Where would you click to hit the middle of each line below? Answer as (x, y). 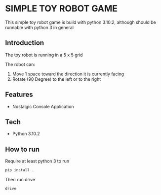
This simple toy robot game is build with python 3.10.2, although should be (81, 22)
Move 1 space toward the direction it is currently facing (68, 74)
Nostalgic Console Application (43, 106)
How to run (22, 149)
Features (19, 95)
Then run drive (20, 180)
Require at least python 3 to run (37, 161)
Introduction (25, 43)
